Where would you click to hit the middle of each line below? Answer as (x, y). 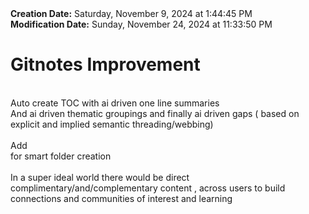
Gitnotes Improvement (105, 64)
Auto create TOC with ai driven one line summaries (115, 103)
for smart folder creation (61, 156)
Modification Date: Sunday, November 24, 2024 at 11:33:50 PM (141, 24)
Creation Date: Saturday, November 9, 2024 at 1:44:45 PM (131, 13)
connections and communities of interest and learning (121, 198)
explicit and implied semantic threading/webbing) (112, 124)
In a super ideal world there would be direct (100, 177)
